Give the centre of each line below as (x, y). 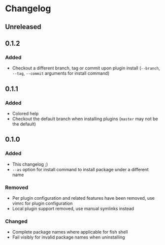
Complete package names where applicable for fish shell (70, 232)
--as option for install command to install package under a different (80, 169)
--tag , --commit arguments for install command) (61, 73)
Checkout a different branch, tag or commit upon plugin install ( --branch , (86, 68)
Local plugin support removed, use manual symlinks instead (73, 208)
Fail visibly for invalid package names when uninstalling (68, 237)
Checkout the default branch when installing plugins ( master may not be (85, 119)
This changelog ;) (30, 164)
